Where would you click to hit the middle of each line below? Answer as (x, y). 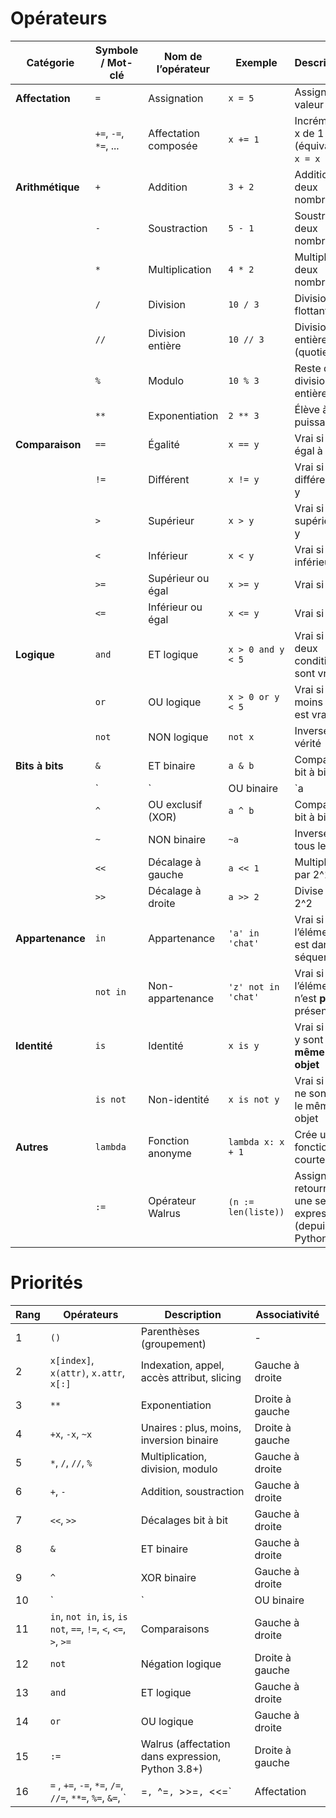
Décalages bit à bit (184, 1520)
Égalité (164, 444)
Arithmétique (47, 187)
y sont (309, 1039)
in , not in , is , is (88, 1616)
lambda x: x (256, 1141)
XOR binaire (168, 1577)
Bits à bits (39, 765)
